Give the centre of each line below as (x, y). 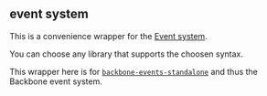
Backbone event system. (56, 81)
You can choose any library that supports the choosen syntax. (127, 54)
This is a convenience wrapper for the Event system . (108, 36)
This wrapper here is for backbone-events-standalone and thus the (134, 71)
